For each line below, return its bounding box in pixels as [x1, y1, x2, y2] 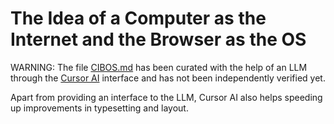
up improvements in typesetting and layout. [10, 102, 189, 114]
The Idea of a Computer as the [10, 7, 267, 30]
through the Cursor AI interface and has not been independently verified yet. [10, 72, 326, 84]
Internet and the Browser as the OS [10, 28, 307, 51]
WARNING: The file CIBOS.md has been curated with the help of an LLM [10, 61, 308, 73]
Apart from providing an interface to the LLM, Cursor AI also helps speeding [10, 91, 323, 103]
